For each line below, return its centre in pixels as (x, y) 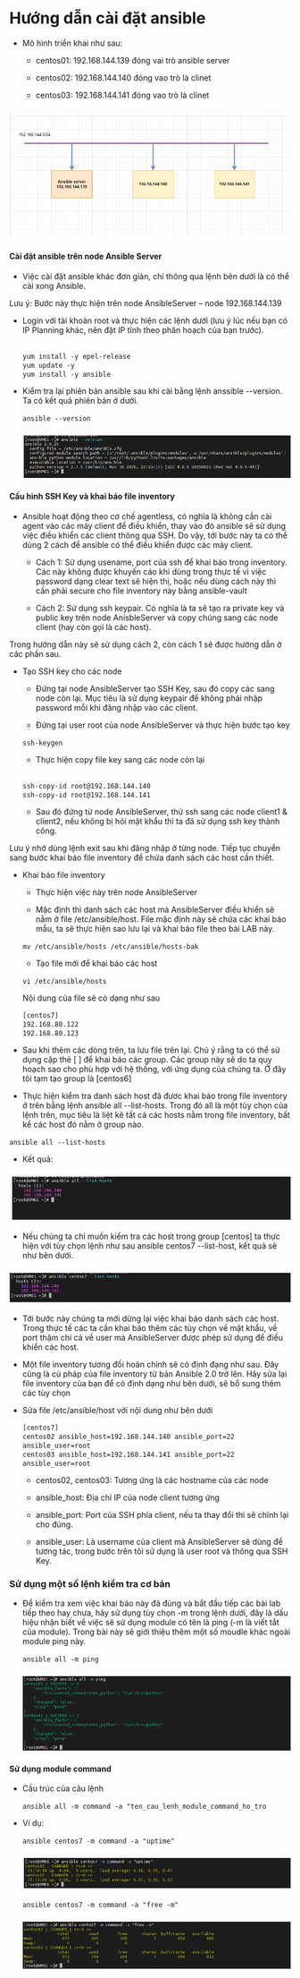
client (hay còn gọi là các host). (93, 627)
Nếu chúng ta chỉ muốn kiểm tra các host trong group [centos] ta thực (151, 1236)
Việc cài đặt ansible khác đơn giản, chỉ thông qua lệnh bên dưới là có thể (156, 276)
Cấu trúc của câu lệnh (63, 1788)
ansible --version (56, 418)
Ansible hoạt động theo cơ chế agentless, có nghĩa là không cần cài (147, 516)
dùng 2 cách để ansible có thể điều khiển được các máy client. (137, 544)
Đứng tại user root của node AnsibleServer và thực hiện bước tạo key (162, 725)
